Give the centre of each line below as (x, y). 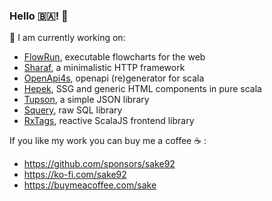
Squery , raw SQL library (73, 110)
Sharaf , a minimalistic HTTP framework (104, 68)
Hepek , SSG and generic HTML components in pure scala (142, 89)
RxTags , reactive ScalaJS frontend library (109, 121)
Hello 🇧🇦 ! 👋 (39, 16)
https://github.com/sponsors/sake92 (99, 164)
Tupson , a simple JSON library (86, 100)
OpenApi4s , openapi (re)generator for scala (114, 78)
